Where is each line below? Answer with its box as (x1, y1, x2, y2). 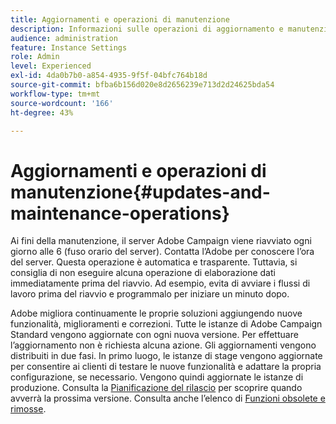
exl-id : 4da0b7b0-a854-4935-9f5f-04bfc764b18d (10, 71, 208, 81)
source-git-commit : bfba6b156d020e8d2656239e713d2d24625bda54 (10, 80, 275, 90)
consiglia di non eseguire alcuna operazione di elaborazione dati (10, 267, 276, 279)
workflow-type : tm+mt (10, 89, 101, 99)
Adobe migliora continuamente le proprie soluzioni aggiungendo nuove (10, 307, 303, 320)
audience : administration (10, 33, 118, 43)
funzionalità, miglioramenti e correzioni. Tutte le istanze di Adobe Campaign (10, 318, 323, 330)
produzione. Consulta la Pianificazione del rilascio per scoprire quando (10, 382, 303, 394)
